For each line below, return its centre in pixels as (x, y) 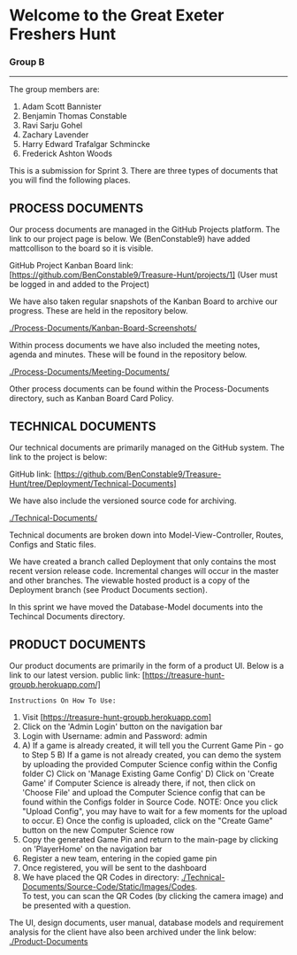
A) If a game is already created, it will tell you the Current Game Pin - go (153, 745)
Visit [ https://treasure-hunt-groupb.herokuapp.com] (117, 717)
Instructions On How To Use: (63, 701)
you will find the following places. (70, 180)
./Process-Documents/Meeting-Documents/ (89, 372)
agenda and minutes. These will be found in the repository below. (128, 354)
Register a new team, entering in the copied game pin (119, 858)
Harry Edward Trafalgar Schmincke (86, 144)
